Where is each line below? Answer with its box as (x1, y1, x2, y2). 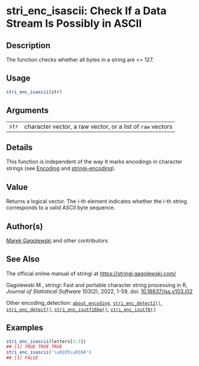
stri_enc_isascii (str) (6, 89, 62, 95)
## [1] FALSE (6, 355, 39, 361)
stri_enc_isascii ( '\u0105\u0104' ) (6, 349, 92, 355)
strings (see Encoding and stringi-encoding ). (6, 165, 116, 172)
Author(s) (6, 221, 43, 231)
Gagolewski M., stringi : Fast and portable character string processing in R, (6, 281, 188, 288)
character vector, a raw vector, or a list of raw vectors (24, 122, 173, 131)
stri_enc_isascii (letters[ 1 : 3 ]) (6, 338, 86, 345)
